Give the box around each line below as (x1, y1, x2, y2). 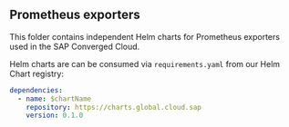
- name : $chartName (17, 94, 92, 103)
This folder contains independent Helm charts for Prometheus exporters (9, 31, 281, 42)
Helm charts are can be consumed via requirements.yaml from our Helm (9, 58, 281, 69)
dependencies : (9, 85, 64, 94)
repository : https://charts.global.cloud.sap (26, 103, 202, 112)
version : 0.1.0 (26, 111, 84, 121)
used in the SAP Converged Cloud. (9, 41, 140, 52)
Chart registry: (9, 68, 64, 79)
